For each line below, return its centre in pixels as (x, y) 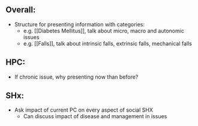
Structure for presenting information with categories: (79, 24)
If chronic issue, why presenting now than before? (76, 77)
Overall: (21, 10)
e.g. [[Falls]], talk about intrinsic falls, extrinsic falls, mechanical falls (108, 43)
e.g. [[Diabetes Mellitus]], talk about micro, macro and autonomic (103, 31)
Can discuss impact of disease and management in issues (95, 116)
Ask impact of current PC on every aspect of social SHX (84, 110)
